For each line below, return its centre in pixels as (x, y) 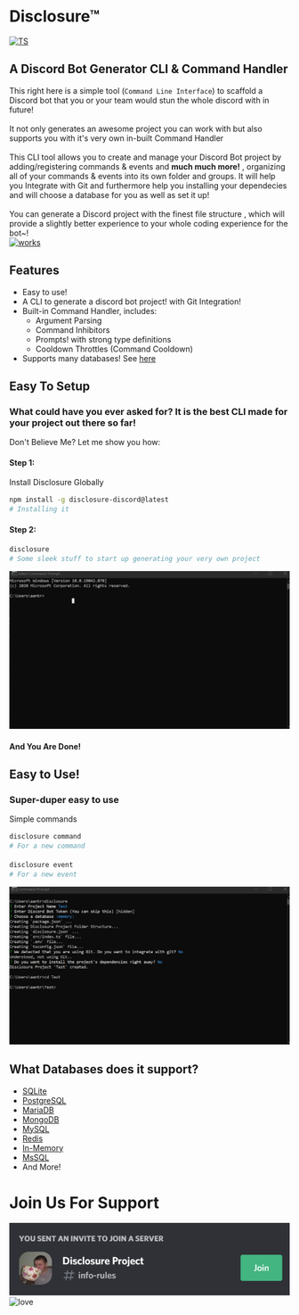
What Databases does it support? (104, 1069)
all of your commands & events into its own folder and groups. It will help (142, 176)
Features (34, 271)
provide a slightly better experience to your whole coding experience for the (149, 223)
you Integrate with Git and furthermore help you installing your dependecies (148, 186)
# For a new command (48, 846)
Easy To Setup (50, 386)
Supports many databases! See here (89, 358)
